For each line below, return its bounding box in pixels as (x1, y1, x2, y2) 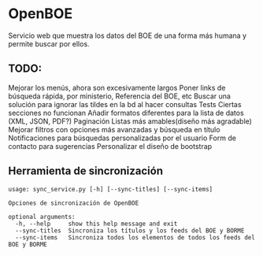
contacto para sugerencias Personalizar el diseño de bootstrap (8, 141, 213, 150)
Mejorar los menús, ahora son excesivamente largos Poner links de (8, 83, 226, 92)
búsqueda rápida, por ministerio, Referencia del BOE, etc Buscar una (8, 91, 231, 101)
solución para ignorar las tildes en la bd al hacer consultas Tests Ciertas (8, 99, 242, 109)
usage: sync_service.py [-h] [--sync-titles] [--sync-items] (8, 185, 213, 193)
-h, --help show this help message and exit (15, 220, 178, 228)
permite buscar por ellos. (8, 39, 90, 48)
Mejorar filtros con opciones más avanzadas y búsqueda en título (8, 124, 220, 134)
